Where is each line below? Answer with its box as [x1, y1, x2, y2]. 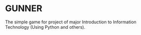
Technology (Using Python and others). [5, 24, 86, 30]
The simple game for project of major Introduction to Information [5, 19, 137, 25]
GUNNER [5, 3, 43, 14]
